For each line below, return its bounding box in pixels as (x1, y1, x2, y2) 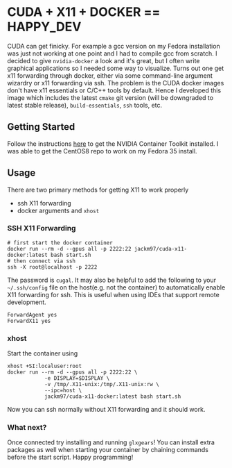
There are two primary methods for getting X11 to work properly (7, 185, 189, 194)
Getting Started (7, 121, 75, 133)
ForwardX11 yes (7, 317, 51, 324)
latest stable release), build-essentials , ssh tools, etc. (7, 101, 163, 109)
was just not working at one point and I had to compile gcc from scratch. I (7, 49, 217, 58)
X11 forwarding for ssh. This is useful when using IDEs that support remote (7, 290, 220, 299)
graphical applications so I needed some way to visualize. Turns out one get (7, 64, 224, 72)
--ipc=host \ (44, 387, 82, 394)
